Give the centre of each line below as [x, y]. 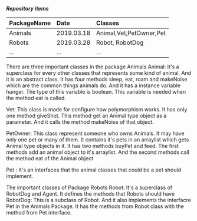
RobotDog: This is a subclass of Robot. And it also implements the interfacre [99, 200]
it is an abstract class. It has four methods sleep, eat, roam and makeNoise [97, 79]
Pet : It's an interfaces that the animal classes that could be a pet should [94, 170]
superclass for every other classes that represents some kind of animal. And [99, 73]
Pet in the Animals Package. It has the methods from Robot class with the [95, 206]
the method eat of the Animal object [50, 158]
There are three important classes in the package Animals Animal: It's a [93, 67]
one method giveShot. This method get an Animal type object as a [86, 116]
